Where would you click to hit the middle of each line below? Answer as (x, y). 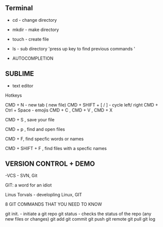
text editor (23, 85)
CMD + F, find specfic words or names (44, 139)
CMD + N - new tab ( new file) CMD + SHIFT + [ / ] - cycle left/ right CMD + (82, 105)
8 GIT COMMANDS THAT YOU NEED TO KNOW (54, 204)
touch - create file (31, 39)
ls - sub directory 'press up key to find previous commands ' (74, 48)
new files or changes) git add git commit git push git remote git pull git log (80, 219)
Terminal (19, 8)
